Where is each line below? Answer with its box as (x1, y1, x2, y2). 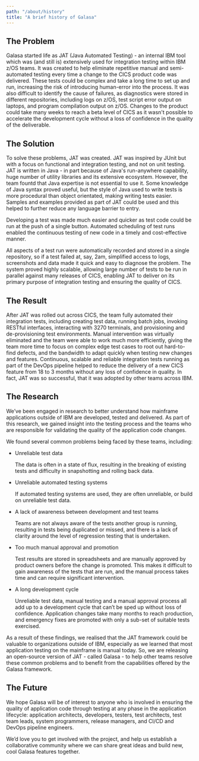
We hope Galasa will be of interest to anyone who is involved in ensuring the (6, 699, 193, 706)
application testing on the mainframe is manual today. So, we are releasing (6, 646, 189, 653)
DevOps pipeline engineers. (6, 724, 74, 731)
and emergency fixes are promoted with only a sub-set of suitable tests (14, 616, 190, 623)
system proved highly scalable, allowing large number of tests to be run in (6, 266, 187, 273)
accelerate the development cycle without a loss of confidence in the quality (6, 115, 193, 122)
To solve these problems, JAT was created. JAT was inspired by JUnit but (6, 154, 187, 162)
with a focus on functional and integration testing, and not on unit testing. (6, 161, 186, 168)
